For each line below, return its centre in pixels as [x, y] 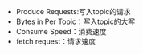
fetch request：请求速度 [56, 41]
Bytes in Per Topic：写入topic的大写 [75, 21]
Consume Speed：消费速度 [61, 31]
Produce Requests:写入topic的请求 [73, 12]
